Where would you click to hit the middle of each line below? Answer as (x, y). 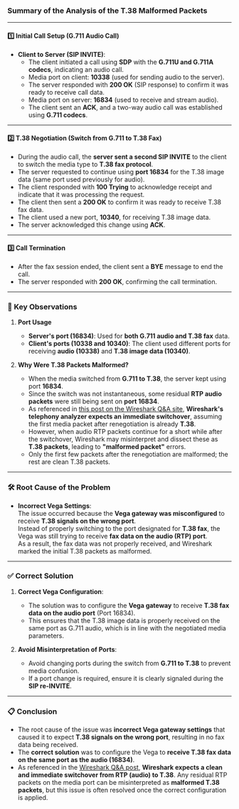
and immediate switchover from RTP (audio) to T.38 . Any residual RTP (122, 775)
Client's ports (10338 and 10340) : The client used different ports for (129, 344)
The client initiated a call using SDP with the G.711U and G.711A (121, 62)
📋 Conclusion (32, 712)
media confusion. (54, 670)
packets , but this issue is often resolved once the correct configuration (122, 790)
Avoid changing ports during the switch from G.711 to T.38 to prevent (129, 663)
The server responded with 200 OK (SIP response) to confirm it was (128, 85)
